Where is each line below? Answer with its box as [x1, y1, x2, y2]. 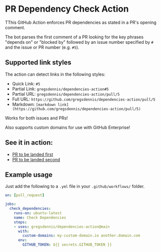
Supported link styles [5, 58, 72, 67]
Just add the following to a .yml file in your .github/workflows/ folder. [5, 184, 145, 189]
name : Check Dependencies [14, 215, 67, 220]
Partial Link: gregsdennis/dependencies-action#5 [12, 86, 109, 92]
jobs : [5, 202, 16, 207]
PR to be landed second [12, 156, 60, 162]
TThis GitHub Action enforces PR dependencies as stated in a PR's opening [5, 19, 157, 25]
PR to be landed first [12, 151, 54, 157]
